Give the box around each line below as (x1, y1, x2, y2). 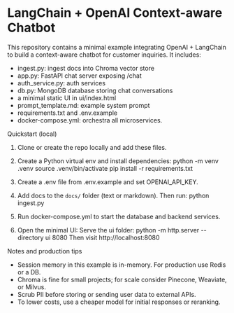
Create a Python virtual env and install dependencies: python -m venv (17, 156, 219, 165)
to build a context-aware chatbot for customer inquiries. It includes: (7, 50, 201, 59)
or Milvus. (17, 282, 47, 291)
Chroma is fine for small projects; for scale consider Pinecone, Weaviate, (17, 275, 227, 284)
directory (17, 233, 44, 242)
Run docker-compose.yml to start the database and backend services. (17, 212, 221, 221)
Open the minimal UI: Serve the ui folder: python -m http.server (17, 225, 200, 234)
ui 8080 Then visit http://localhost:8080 (45, 233, 160, 242)
